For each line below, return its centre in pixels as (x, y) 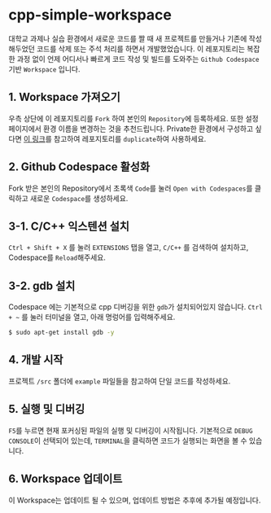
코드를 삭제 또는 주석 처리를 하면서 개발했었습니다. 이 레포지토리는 (141, 48)
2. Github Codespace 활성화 (79, 167)
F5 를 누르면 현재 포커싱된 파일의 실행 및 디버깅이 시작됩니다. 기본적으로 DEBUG (131, 430)
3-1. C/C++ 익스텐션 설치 (69, 226)
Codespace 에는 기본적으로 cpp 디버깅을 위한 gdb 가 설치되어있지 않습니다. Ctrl (135, 307)
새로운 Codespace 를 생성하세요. (79, 198)
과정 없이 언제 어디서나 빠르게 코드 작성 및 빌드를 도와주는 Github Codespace (138, 59)
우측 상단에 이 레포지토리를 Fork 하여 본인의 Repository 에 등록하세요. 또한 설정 (133, 118)
